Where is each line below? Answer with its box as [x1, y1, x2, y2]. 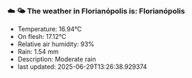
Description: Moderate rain [17, 55, 96, 64]
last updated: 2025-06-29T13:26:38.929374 [17, 62, 147, 71]
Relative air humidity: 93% [17, 40, 95, 48]
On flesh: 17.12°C [17, 33, 67, 41]
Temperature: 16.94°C [17, 25, 82, 33]
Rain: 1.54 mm [17, 48, 59, 56]
